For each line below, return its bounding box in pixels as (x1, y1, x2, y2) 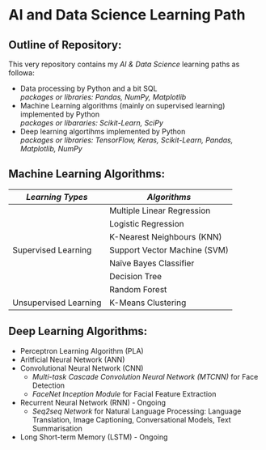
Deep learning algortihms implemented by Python (19, 127, 186, 136)
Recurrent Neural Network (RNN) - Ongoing (19, 397, 167, 407)
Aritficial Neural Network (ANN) (19, 354, 125, 364)
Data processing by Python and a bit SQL (19, 83, 158, 93)
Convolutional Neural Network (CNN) (19, 363, 144, 373)
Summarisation (32, 423, 82, 433)
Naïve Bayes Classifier (108, 257, 195, 269)
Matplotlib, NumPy (19, 144, 82, 153)
